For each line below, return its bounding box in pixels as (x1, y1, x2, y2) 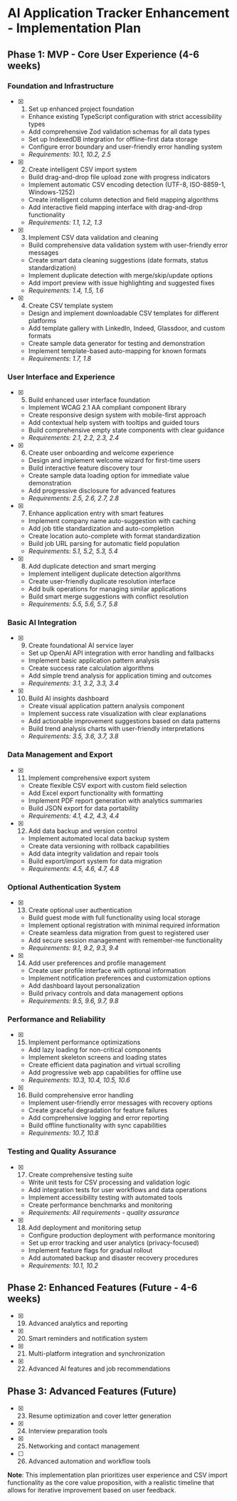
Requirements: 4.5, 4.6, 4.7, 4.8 (28, 864, 120, 873)
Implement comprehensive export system (28, 774, 151, 782)
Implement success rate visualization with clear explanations (28, 710, 206, 718)
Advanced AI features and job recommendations (28, 1364, 171, 1373)
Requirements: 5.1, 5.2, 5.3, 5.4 (28, 547, 118, 556)
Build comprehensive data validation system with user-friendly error (28, 241, 228, 249)
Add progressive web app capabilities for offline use (28, 1068, 182, 1077)
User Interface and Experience (7, 372, 115, 381)
